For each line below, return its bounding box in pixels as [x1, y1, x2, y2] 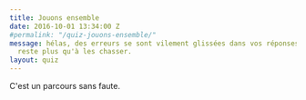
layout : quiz [9, 55, 59, 65]
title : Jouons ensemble [9, 13, 100, 23]
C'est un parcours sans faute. [9, 81, 121, 91]
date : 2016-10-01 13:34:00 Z [9, 22, 120, 31]
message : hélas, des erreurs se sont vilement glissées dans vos [9, 38, 262, 48]
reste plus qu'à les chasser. [17, 47, 132, 56]
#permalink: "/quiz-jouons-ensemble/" [9, 30, 157, 39]
